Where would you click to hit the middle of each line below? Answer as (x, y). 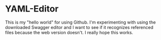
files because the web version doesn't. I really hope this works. (69, 32)
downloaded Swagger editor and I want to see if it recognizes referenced (79, 27)
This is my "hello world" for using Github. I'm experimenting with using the (80, 22)
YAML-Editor (32, 9)
